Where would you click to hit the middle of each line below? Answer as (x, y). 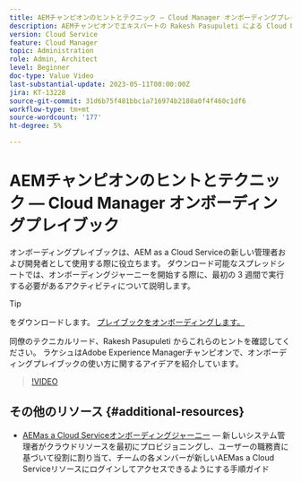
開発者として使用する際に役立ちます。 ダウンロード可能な (132, 263)
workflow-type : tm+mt (50, 109)
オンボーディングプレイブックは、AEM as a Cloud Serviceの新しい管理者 (144, 252)
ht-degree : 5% (36, 126)
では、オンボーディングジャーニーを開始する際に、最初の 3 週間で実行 (155, 274)
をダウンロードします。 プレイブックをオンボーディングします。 (127, 322)
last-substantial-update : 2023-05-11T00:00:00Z (100, 84)
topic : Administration (52, 51)
